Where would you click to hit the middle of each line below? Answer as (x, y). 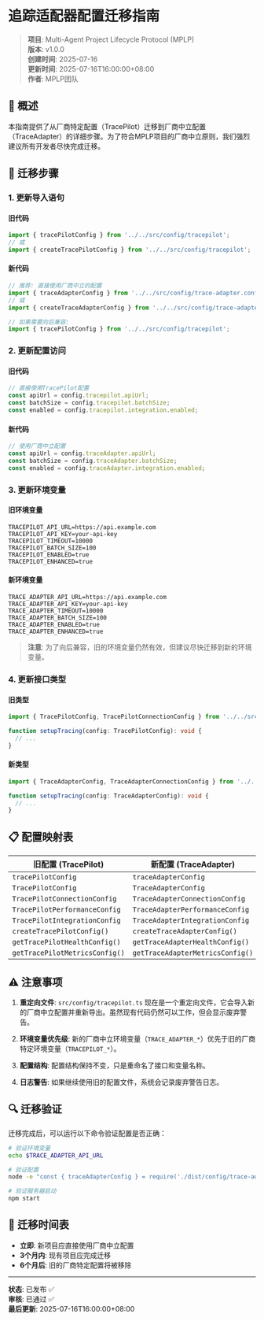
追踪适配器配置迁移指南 (84, 16)
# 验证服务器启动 (32, 1191)
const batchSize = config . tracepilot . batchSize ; (89, 403)
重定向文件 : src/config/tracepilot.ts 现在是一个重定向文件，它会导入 (134, 1002)
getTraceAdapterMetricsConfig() (193, 953)
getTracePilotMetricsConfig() (69, 953)
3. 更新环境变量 (37, 490)
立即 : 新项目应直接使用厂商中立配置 (77, 1245)
